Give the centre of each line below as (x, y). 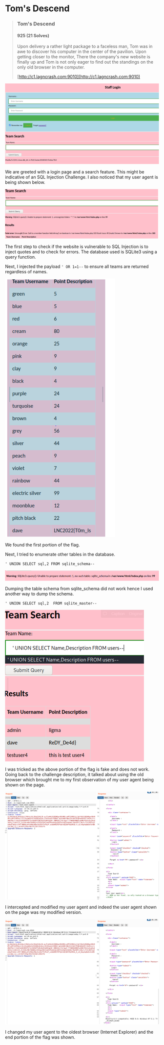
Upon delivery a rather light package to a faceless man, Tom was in (85, 47)
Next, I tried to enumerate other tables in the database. (60, 554)
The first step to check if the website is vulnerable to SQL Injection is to (77, 246)
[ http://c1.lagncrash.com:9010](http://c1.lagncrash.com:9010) (79, 77)
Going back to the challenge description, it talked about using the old (74, 775)
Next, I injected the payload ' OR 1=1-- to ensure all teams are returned (77, 266)
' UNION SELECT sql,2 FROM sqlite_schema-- (50, 564)
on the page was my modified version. (43, 912)
